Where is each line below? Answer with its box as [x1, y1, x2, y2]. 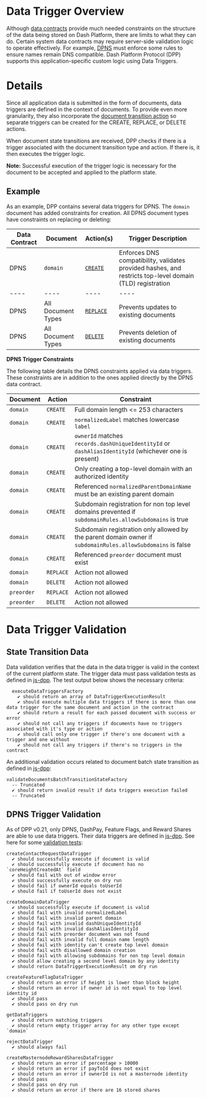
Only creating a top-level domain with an [74, 464, 193, 473]
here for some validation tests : [6, 838, 83, 846]
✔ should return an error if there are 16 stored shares [12, 1087, 161, 1093]
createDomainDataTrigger [6, 898, 70, 905]
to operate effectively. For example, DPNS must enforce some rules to [6, 44, 183, 52]
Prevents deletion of [118, 328, 177, 337]
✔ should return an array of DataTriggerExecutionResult [17, 693, 166, 699]
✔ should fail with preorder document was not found [12, 931, 150, 937]
